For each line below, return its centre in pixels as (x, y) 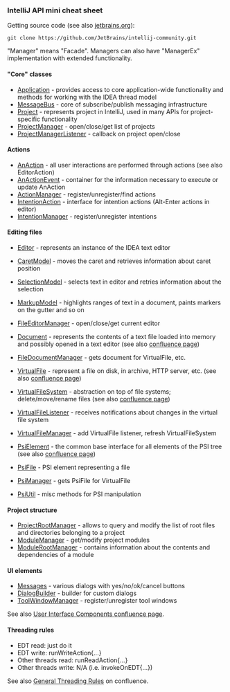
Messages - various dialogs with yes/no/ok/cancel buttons (101, 586)
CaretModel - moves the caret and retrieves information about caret (114, 261)
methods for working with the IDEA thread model (87, 97)
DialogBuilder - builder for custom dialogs (77, 593)
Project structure (32, 510)
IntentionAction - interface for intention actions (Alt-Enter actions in (113, 201)
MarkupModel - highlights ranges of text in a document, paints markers (119, 302)
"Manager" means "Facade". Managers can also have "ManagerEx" (104, 51)
